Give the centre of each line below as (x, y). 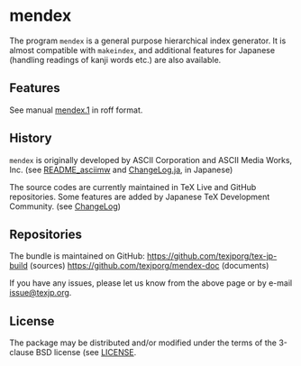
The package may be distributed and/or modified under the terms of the (143, 343)
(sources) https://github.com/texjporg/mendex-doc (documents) (150, 266)
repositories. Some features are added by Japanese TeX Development (140, 197)
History (31, 138)
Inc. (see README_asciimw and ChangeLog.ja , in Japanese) (121, 169)
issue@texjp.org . (41, 293)
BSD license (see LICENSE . (86, 352)
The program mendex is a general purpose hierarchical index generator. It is (148, 41)
